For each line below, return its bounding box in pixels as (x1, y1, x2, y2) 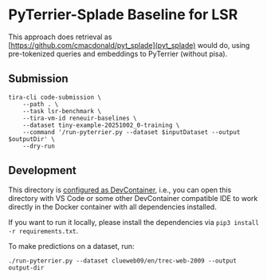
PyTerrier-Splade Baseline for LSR (8, 6, 238, 24)
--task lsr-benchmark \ (22, 107, 102, 115)
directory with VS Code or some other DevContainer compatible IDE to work (8, 193, 258, 203)
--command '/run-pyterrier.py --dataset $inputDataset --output (22, 128, 241, 136)
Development (8, 164, 77, 177)
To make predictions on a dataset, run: (8, 241, 135, 250)
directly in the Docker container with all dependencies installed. (8, 202, 217, 211)
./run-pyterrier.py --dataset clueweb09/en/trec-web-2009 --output (8, 257, 238, 265)
